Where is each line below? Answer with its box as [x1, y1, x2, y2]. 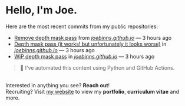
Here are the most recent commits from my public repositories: [5, 23, 158, 30]
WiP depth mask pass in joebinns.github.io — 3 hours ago [14, 53, 155, 60]
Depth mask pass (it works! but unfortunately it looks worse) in [14, 40, 167, 47]
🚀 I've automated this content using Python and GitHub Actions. [19, 64, 175, 71]
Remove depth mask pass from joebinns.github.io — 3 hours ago [14, 34, 172, 41]
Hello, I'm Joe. [5, 4, 78, 17]
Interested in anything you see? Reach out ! [5, 81, 110, 88]
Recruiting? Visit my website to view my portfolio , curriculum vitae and [5, 88, 179, 95]
